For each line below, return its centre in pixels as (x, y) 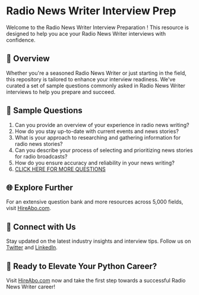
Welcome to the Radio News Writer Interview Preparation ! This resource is (97, 27)
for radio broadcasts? (41, 156)
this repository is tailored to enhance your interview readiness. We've (91, 79)
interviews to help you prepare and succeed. (61, 92)
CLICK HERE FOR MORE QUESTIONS (60, 169)
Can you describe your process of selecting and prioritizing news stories (104, 150)
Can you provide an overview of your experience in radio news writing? (102, 125)
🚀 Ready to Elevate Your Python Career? (82, 266)
